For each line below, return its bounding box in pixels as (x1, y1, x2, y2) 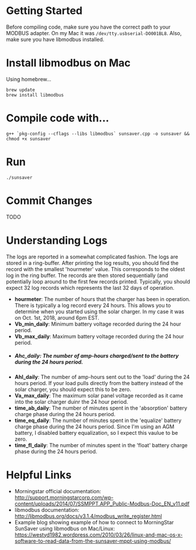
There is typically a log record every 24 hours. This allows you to (14, 302, 171, 309)
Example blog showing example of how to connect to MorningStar (14, 518, 174, 525)
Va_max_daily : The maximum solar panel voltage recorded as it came (14, 392, 183, 399)
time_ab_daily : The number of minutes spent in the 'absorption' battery (14, 404, 187, 411)
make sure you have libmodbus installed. (6, 36, 105, 43)
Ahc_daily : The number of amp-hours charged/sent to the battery (14, 352, 179, 359)
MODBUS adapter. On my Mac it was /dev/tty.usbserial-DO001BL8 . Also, (6, 29, 182, 36)
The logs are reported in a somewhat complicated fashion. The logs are (6, 253, 178, 260)
